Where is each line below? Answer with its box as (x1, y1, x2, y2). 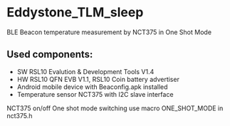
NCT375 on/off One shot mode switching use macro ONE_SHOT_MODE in (6, 104, 224, 112)
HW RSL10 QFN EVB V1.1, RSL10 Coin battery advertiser (16, 75, 179, 83)
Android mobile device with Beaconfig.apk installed (16, 83, 168, 91)
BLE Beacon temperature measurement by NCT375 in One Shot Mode (6, 28, 211, 36)
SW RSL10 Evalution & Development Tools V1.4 (16, 67, 155, 75)
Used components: (6, 48, 93, 61)
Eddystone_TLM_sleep (6, 4, 144, 21)
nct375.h (6, 111, 33, 120)
